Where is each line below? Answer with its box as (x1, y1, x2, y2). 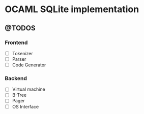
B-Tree (12, 92, 26, 98)
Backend (5, 74, 27, 82)
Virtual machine (12, 86, 45, 92)
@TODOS (5, 24, 36, 32)
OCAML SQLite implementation (5, 4, 139, 15)
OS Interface (12, 103, 39, 109)
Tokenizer (12, 50, 34, 56)
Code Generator (12, 62, 46, 68)
